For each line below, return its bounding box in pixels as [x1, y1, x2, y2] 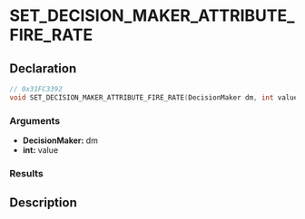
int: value [22, 145, 59, 156]
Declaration [9, 61, 77, 76]
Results [9, 167, 44, 179]
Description [9, 195, 77, 211]
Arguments [9, 114, 61, 127]
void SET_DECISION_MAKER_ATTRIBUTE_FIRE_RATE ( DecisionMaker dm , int [9, 92, 274, 102]
